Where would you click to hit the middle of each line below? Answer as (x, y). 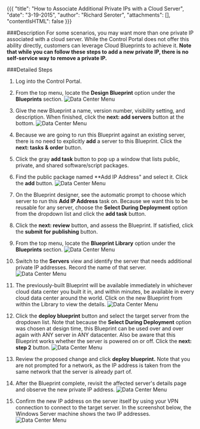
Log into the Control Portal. (49, 81)
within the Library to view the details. (61, 304)
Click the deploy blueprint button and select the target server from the (102, 316)
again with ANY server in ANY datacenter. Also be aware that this (96, 335)
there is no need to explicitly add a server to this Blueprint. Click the (99, 141)
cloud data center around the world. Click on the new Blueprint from (99, 298)
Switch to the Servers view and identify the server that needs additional (104, 261)
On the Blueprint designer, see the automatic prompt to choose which (101, 195)
